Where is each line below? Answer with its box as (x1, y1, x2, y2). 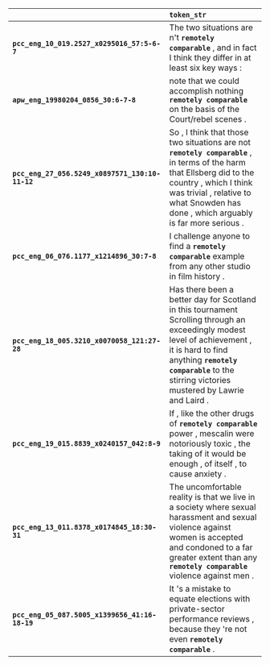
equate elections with (169, 593, 251, 604)
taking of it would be (169, 448, 247, 459)
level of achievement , (169, 335, 252, 345)
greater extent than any (169, 552, 258, 563)
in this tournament (169, 304, 239, 315)
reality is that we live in (169, 492, 256, 502)
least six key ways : (169, 62, 243, 73)
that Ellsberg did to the (169, 167, 255, 178)
